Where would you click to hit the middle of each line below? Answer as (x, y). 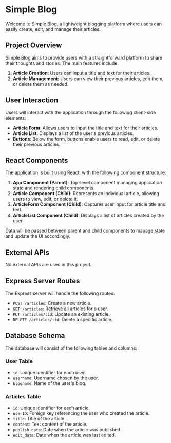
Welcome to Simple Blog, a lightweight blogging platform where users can (84, 24)
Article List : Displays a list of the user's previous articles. (73, 133)
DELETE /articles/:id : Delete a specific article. (63, 320)
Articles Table (23, 397)
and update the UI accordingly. (38, 236)
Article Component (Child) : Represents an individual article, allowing (86, 194)
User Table (19, 361)
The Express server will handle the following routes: (60, 293)
